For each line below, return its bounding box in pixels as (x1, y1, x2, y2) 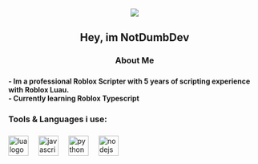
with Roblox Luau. (8, 85, 70, 95)
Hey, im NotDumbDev (79, 31, 190, 44)
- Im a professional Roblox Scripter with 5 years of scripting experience (8, 76, 251, 86)
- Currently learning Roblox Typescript (8, 93, 140, 104)
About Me (115, 55, 155, 66)
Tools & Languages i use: (8, 113, 107, 125)
